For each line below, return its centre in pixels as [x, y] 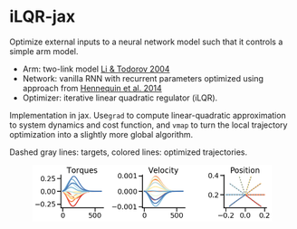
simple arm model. [44, 51]
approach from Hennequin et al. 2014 [92, 88]
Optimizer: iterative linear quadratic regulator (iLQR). [120, 98]
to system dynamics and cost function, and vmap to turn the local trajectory [148, 125]
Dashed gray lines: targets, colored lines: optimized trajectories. [129, 152]
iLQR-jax [42, 17]
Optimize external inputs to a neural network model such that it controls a [146, 42]
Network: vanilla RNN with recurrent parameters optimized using [143, 78]
